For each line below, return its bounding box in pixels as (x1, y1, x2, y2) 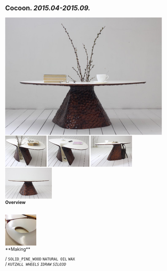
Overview (5, 199, 26, 205)
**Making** (5, 246, 31, 252)
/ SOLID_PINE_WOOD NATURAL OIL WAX (5, 256, 76, 262)
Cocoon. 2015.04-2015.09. (5, 4, 90, 12)
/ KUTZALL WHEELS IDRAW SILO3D (5, 261, 66, 267)
